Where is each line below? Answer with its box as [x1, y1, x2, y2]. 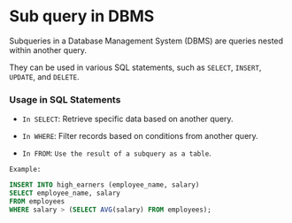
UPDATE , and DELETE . [9, 71, 80, 81]
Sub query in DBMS [9, 6, 155, 27]
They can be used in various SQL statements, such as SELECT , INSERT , [9, 62, 262, 73]
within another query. [9, 44, 87, 55]
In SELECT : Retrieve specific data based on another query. [21, 113, 234, 125]
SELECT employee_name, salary [9, 188, 121, 198]
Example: [9, 165, 42, 174]
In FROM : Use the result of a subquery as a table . [21, 148, 212, 158]
